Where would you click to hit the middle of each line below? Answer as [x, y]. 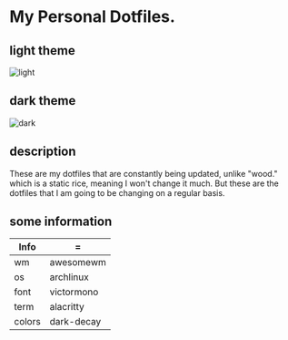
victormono [74, 292]
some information [61, 222]
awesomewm [78, 263]
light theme [42, 51]
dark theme [43, 101]
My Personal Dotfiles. [92, 17]
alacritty [67, 307]
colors [27, 322]
